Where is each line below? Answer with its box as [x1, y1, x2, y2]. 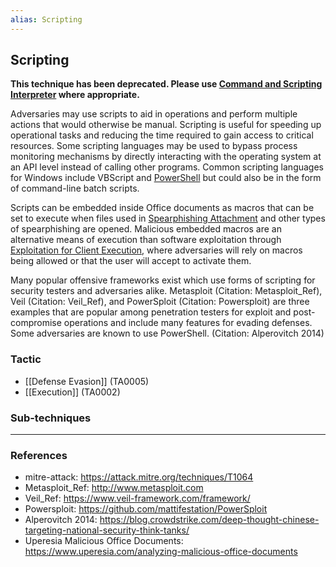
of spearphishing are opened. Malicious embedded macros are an [10, 223, 282, 235]
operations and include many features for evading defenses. [63, 317, 313, 329]
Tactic [10, 352, 42, 366]
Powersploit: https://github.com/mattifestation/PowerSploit [24, 503, 268, 515]
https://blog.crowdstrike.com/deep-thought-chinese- [99, 514, 320, 526]
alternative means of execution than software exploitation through [10, 234, 282, 246]
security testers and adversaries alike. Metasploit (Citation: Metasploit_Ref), [10, 285, 323, 297]
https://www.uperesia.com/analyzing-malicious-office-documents [24, 546, 298, 558]
